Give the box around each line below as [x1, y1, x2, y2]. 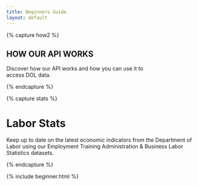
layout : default [6, 15, 48, 21]
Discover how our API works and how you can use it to [6, 65, 144, 72]
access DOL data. [6, 71, 51, 79]
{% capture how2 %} [6, 31, 60, 38]
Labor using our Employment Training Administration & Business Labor [6, 143, 184, 150]
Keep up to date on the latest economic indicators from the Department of [6, 136, 192, 143]
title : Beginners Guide [6, 9, 67, 15]
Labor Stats [6, 116, 66, 130]
